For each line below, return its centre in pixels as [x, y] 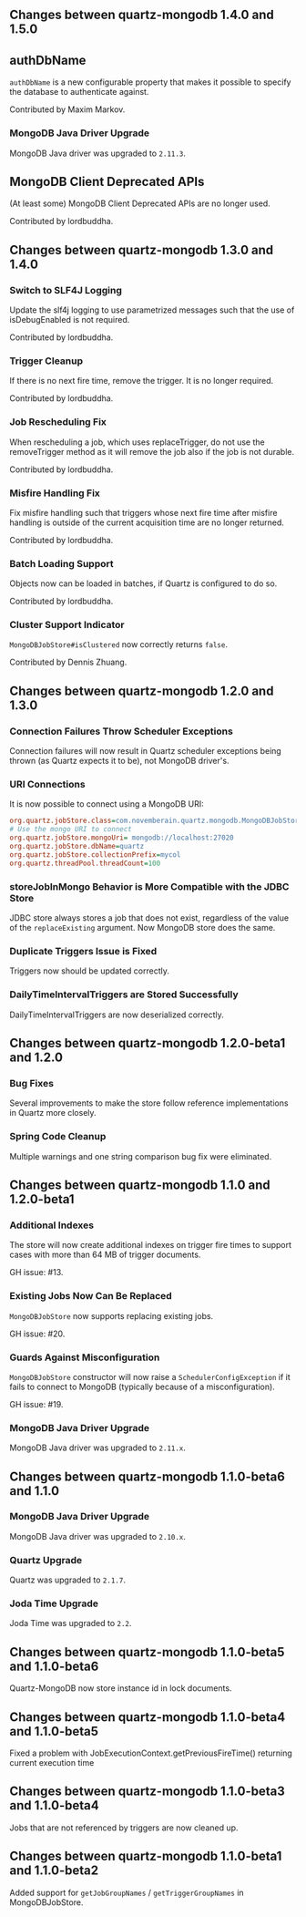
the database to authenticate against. [79, 92]
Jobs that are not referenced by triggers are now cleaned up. [124, 1828]
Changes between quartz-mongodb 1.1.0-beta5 [147, 1652]
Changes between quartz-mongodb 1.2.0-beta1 [148, 1043]
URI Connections [47, 785]
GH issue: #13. [36, 1273]
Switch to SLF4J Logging [66, 290]
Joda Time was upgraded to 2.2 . [71, 1623]
